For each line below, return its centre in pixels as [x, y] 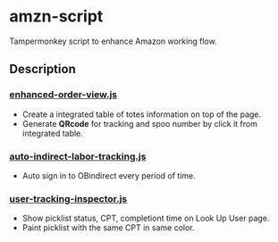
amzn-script [56, 17]
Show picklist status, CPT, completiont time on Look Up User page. [146, 218]
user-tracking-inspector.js [68, 198]
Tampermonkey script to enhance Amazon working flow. [113, 41]
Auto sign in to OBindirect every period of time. [109, 175]
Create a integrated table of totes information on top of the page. [142, 114]
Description [42, 69]
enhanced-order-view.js [63, 95]
